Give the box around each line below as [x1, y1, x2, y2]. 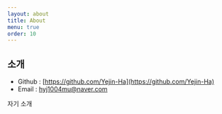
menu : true [7, 23, 40, 30]
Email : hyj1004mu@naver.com [17, 85, 108, 93]
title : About [7, 17, 46, 24]
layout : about [7, 10, 50, 18]
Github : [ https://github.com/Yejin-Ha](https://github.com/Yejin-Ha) [17, 77, 215, 86]
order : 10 [7, 30, 37, 38]
